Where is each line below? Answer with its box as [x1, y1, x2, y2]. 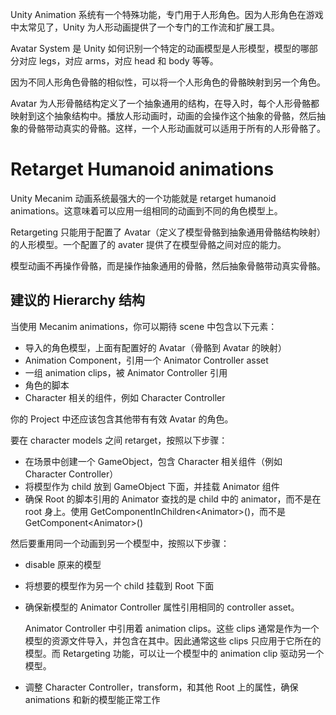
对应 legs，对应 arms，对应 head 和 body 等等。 [18, 55, 219, 67]
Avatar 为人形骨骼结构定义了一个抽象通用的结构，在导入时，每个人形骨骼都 [10, 98, 320, 109]
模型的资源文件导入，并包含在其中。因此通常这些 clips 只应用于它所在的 [24, 634, 322, 647]
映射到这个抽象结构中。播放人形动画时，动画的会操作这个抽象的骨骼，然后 [10, 110, 317, 122]
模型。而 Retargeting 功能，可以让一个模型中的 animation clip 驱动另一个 [24, 647, 325, 659]
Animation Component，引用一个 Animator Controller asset [24, 354, 269, 366]
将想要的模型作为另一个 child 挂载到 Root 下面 [24, 579, 215, 592]
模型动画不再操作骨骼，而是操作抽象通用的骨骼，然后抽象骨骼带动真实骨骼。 [10, 259, 326, 272]
